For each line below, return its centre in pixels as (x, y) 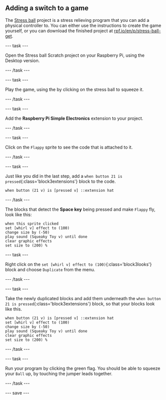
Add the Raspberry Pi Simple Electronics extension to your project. (74, 118)
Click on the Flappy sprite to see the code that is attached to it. (69, 147)
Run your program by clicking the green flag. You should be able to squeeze (83, 368)
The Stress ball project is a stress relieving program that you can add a (77, 20)
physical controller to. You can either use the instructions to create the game (83, 25)
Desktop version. (23, 60)
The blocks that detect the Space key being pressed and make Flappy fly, (80, 209)
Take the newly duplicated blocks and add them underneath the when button (83, 298)
